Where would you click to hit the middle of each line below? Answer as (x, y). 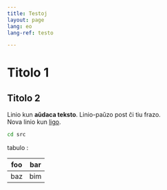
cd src (16, 135)
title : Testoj (27, 13)
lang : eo (20, 26)
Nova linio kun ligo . (34, 122)
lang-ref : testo (30, 33)
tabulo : (18, 148)
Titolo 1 (28, 73)
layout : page (26, 20)
